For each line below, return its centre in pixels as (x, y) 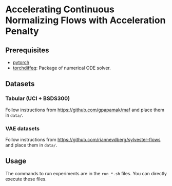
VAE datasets (23, 128)
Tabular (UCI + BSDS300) (38, 98)
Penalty (22, 31)
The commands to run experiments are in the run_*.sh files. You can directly (86, 173)
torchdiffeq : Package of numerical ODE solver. (62, 68)
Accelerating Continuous (60, 9)
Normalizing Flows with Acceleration (85, 20)
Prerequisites (27, 50)
